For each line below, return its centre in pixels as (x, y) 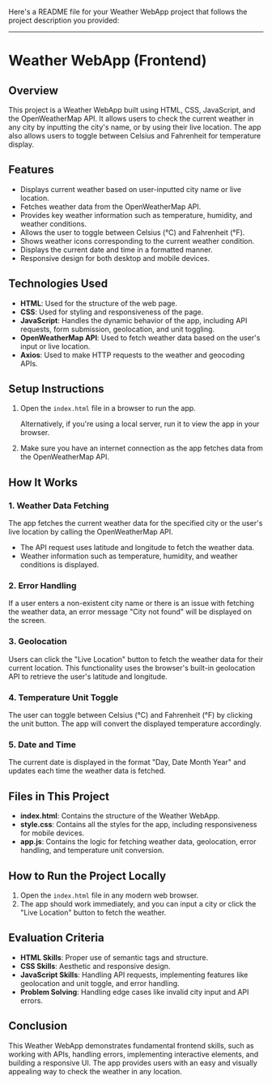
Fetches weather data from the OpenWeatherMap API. (110, 207)
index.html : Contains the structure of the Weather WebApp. (120, 816)
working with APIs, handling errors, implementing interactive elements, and (134, 1054)
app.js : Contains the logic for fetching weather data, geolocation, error (138, 842)
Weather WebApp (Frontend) (108, 61)
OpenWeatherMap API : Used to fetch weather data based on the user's (140, 337)
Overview (34, 90)
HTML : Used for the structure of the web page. (99, 303)
